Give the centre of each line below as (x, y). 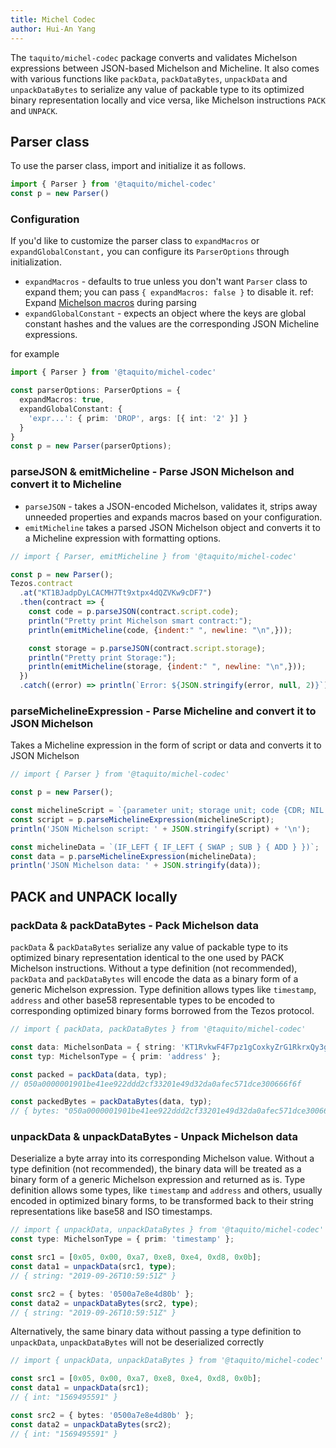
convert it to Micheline (66, 484)
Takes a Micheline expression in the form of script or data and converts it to (166, 745)
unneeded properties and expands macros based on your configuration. (173, 517)
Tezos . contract (42, 584)
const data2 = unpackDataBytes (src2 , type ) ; (104, 1303)
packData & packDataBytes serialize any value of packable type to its (149, 947)
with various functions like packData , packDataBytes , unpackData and (149, 78)
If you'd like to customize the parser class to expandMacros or (135, 241)
